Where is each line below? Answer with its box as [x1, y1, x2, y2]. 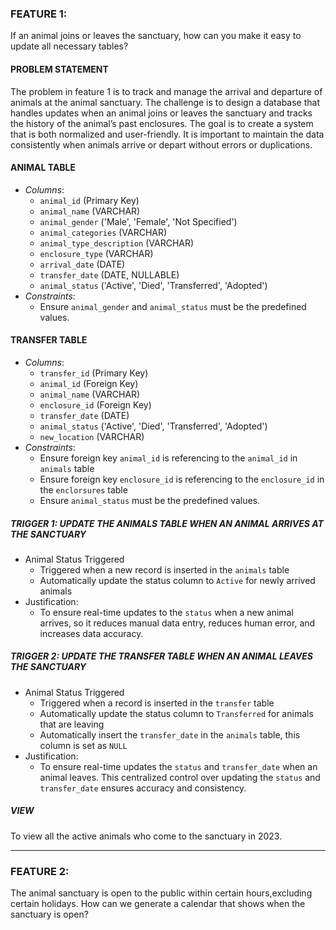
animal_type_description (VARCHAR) [39, 237, 195, 249]
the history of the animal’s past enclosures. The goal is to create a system [10, 117, 314, 129]
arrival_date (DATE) [39, 258, 126, 270]
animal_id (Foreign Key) [39, 377, 139, 389]
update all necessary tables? [10, 40, 129, 52]
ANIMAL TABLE [10, 162, 77, 174]
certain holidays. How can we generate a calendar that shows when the [10, 898, 306, 910]
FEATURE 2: [10, 864, 70, 878]
